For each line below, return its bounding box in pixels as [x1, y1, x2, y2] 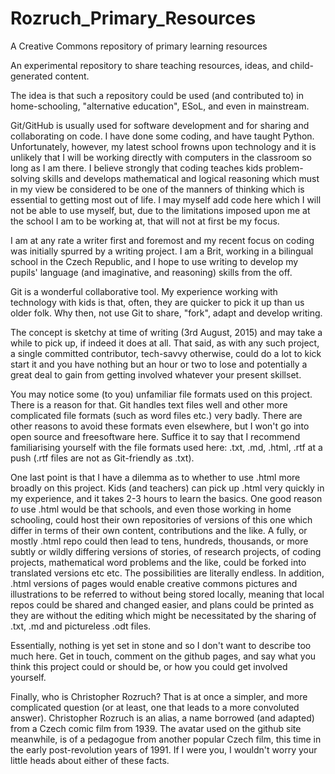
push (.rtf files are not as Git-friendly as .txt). [10, 452, 195, 464]
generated [10, 70, 53, 82]
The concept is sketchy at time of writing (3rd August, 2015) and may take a [10, 326, 323, 338]
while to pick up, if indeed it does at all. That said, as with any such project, [10, 337, 320, 349]
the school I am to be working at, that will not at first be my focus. [10, 215, 280, 227]
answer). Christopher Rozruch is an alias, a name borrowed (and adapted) [10, 712, 315, 724]
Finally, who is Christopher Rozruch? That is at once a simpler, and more [10, 690, 308, 702]
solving [10, 172, 41, 184]
